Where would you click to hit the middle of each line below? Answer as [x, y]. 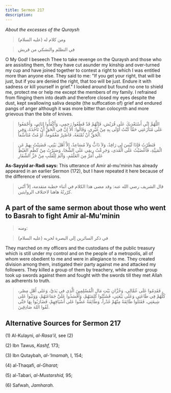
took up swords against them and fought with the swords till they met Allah [84, 276]
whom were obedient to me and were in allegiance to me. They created [80, 259]
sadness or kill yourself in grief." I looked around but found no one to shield [84, 86]
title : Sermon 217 [25, 10]
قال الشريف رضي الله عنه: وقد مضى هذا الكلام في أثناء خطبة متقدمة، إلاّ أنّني [91, 186]
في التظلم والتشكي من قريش [46, 49]
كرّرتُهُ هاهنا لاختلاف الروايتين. [45, 192]
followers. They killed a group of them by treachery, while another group [81, 270]
